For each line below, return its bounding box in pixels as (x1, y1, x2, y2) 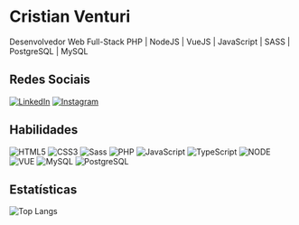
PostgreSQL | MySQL (9, 45, 89, 56)
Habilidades (9, 122, 79, 137)
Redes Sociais (9, 72, 90, 88)
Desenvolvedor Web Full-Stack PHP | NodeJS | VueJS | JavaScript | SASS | (9, 36, 291, 47)
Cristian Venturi (9, 6, 131, 27)
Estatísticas (9, 182, 78, 197)
